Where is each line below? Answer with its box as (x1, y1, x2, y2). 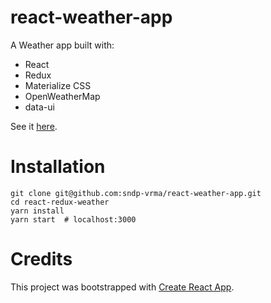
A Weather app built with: (10, 39, 115, 51)
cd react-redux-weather (10, 197, 110, 207)
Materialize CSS (24, 79, 92, 91)
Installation (10, 156, 106, 178)
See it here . (10, 120, 58, 132)
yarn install (10, 206, 65, 216)
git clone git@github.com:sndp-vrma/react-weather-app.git (10, 188, 262, 198)
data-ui (24, 101, 55, 113)
